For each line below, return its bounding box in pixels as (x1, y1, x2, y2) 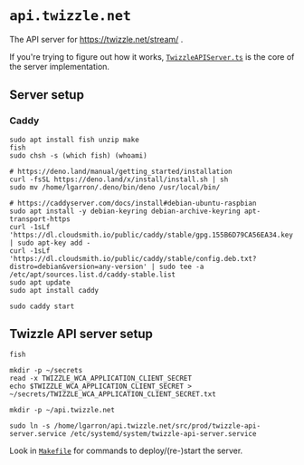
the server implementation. (9, 61, 110, 72)
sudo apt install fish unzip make (9, 135, 140, 144)
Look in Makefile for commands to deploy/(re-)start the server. (9, 445, 243, 456)
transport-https (9, 214, 71, 224)
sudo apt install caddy (9, 286, 100, 295)
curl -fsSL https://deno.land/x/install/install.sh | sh (9, 175, 229, 184)
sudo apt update (9, 277, 71, 287)
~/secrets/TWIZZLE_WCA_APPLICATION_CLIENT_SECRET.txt (9, 390, 217, 399)
